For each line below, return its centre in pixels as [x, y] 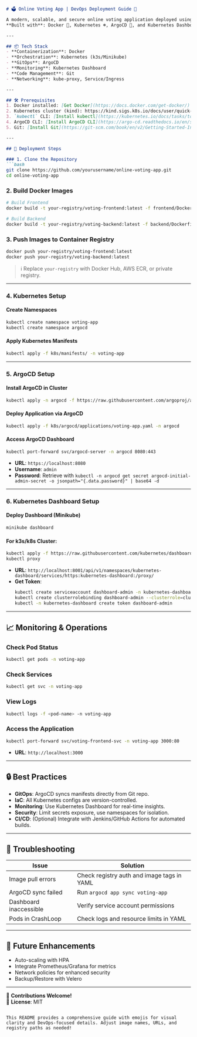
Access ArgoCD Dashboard [40, 439]
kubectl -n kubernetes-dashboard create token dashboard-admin [94, 603]
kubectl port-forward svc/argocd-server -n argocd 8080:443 [81, 452]
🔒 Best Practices [37, 777]
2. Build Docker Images [40, 190]
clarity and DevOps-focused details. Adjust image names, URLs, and [91, 1023]
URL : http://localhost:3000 [49, 752]
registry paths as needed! [39, 1028]
